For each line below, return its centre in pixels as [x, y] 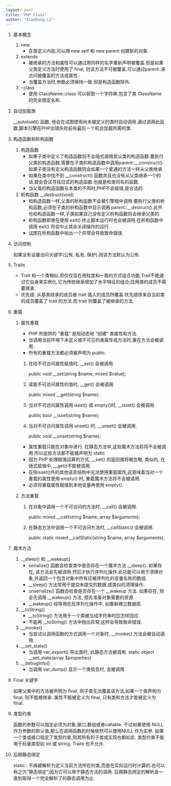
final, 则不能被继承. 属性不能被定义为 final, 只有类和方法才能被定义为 [84, 698]
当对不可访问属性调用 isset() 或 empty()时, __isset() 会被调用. [92, 405]
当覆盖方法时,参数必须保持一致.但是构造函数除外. [79, 82]
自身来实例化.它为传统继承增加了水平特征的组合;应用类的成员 [93, 282]
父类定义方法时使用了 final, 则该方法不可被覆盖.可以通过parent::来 [97, 69]
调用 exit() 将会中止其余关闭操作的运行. [69, 227]
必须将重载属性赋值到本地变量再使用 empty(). [76, 485]
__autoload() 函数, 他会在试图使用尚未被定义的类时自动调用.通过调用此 [87, 122]
